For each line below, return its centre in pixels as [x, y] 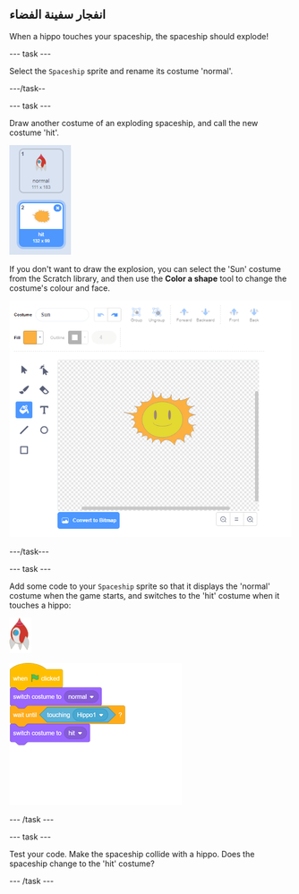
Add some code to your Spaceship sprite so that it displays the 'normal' [140, 586]
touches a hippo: [40, 605]
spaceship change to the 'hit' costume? [82, 864]
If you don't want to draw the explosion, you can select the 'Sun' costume [145, 268]
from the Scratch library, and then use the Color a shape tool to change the [148, 278]
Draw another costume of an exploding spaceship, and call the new [134, 123]
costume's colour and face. [60, 288]
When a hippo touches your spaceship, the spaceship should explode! [139, 36]
